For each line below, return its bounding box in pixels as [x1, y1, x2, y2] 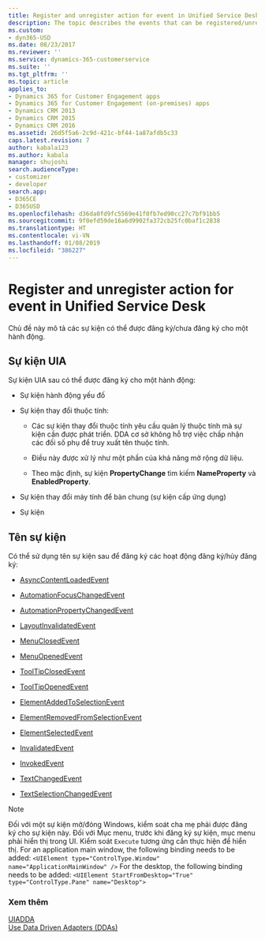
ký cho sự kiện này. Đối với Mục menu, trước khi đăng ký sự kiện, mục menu [8, 828, 256, 837]
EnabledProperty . [31, 477, 91, 486]
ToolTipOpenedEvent [19, 682, 89, 691]
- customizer [8, 173, 51, 182]
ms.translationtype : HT [8, 224, 87, 233]
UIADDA [8, 915, 35, 924]
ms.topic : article [8, 77, 69, 85]
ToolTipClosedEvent [19, 667, 86, 676]
